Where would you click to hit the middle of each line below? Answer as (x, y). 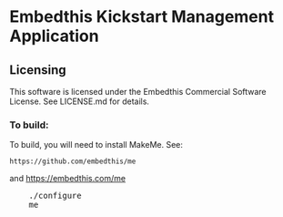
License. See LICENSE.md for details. (80, 101)
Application (54, 36)
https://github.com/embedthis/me (73, 161)
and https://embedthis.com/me (67, 179)
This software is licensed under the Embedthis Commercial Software (138, 92)
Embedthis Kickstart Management (142, 17)
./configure (55, 196)
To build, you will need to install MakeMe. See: (96, 145)
